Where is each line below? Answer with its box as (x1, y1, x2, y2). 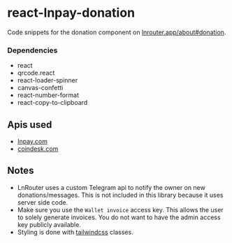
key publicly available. (17, 220, 82, 228)
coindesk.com (17, 145, 59, 153)
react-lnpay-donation (7, 5, 135, 21)
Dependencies (7, 45, 58, 55)
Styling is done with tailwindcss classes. (17, 228, 134, 236)
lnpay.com (17, 138, 48, 146)
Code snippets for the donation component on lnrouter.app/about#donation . (7, 28, 226, 36)
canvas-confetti (17, 84, 64, 92)
